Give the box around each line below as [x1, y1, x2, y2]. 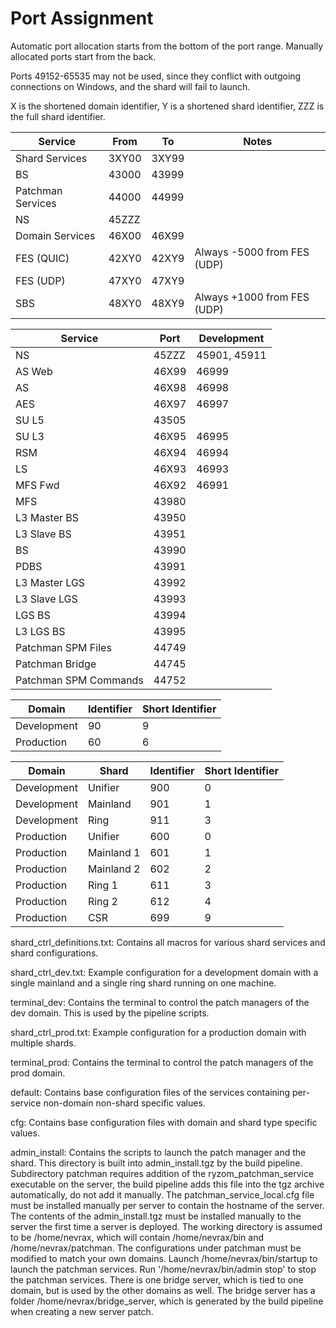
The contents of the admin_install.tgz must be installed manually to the [10, 1210, 302, 1222]
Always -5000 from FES [194, 245, 310, 259]
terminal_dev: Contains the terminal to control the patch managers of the [10, 996, 310, 1008]
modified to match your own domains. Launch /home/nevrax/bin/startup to [10, 1252, 318, 1264]
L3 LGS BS [15, 624, 66, 638]
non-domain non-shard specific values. [43, 1097, 206, 1109]
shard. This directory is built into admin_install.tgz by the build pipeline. [10, 1157, 303, 1169]
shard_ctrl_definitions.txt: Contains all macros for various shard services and [10, 936, 326, 948]
